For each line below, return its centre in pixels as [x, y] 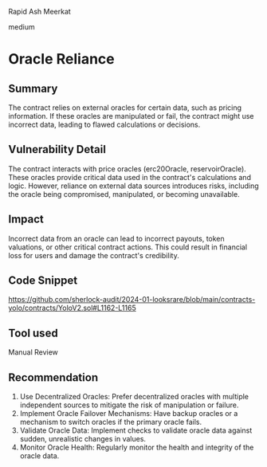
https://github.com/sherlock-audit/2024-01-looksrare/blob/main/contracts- [132, 300]
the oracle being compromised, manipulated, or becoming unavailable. [124, 194]
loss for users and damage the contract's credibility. [94, 255]
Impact [26, 220]
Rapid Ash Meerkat [40, 12]
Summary [33, 88]
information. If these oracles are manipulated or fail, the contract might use [131, 116]
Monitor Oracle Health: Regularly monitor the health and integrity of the [137, 447]
